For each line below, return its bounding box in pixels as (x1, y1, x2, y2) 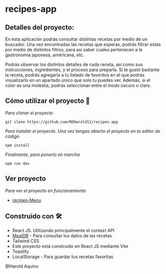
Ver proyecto (5, 174, 46, 183)
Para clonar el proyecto (5, 110, 53, 116)
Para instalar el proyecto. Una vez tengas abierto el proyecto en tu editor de (5, 128, 161, 134)
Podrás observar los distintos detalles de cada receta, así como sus (5, 62, 143, 67)
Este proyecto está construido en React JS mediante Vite (12, 243, 128, 249)
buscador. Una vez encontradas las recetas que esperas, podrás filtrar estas (5, 41, 161, 47)
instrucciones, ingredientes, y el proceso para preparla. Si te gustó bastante (5, 67, 160, 73)
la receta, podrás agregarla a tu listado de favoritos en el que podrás (5, 72, 145, 78)
